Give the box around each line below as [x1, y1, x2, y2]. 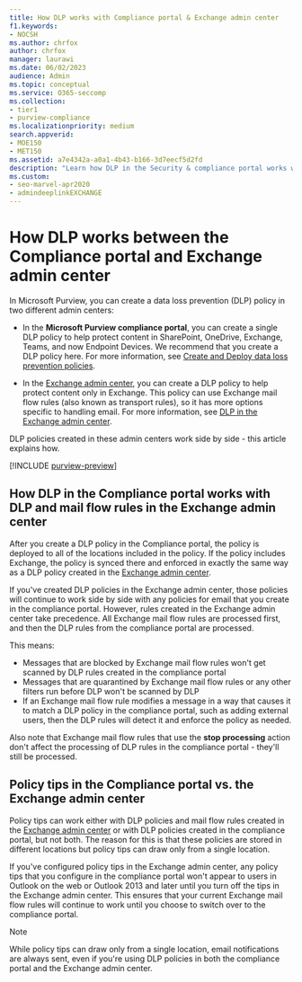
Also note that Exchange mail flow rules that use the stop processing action [9, 731, 290, 742]
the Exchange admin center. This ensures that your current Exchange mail [9, 889, 283, 900]
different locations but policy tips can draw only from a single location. [9, 844, 271, 854]
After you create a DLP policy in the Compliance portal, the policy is [9, 538, 260, 549]
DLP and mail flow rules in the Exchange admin [9, 500, 277, 516]
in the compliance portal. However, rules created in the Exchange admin [9, 603, 276, 614]
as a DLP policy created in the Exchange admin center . [9, 567, 211, 578]
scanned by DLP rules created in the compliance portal [22, 667, 226, 677]
